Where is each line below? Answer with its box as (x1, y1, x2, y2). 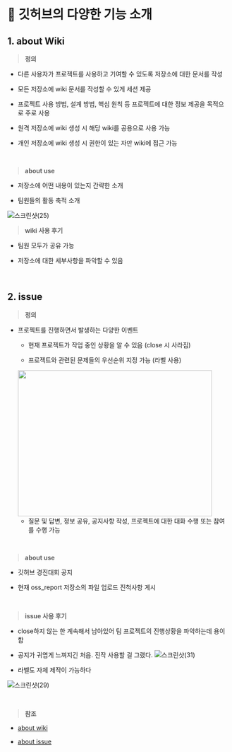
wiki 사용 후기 (24, 226, 63, 234)
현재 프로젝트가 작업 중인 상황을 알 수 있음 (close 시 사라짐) (28, 340, 191, 349)
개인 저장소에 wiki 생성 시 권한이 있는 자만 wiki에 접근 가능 (17, 139, 178, 147)
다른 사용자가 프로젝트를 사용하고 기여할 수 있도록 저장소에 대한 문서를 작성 (17, 70, 224, 78)
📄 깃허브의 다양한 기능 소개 (7, 6, 153, 23)
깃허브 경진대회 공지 (17, 567, 73, 577)
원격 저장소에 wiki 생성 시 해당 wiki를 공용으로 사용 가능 (17, 124, 171, 132)
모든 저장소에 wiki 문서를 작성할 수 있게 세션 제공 (17, 85, 152, 93)
